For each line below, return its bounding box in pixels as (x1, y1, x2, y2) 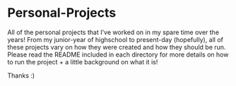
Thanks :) (7, 71, 35, 80)
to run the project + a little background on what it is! (7, 57, 158, 66)
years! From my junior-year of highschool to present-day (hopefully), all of (7, 35, 224, 43)
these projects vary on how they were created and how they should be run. (7, 43, 226, 51)
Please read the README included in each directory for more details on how (7, 50, 229, 59)
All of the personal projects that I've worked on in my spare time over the (7, 28, 220, 36)
